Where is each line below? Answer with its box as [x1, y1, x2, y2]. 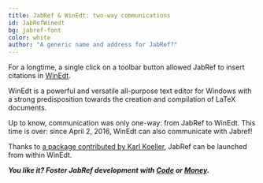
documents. [8, 103, 47, 113]
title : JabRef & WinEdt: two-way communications [8, 11, 171, 20]
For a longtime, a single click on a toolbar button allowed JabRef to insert [8, 62, 245, 72]
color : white [8, 33, 51, 42]
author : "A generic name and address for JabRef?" [8, 41, 178, 49]
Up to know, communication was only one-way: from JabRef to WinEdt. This [8, 118, 256, 128]
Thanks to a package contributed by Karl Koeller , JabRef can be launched [8, 142, 247, 151]
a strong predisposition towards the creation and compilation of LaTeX [8, 95, 236, 104]
